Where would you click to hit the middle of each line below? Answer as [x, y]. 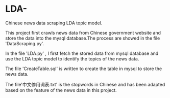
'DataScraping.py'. [25, 43]
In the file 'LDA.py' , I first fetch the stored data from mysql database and [82, 53]
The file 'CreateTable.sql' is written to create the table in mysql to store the [84, 69]
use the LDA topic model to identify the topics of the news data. [72, 58]
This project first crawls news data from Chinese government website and [83, 32]
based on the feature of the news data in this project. [61, 90]
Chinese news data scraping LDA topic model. [54, 23]
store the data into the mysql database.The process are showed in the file [83, 38]
